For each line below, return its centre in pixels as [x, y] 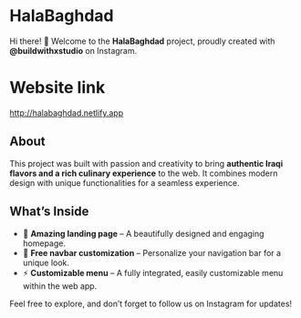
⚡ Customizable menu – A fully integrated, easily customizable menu [153, 272]
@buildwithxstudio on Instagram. [73, 50]
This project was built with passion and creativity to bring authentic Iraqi [146, 163]
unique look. [46, 262]
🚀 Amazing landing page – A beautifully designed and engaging [143, 233]
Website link [57, 88]
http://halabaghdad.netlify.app [67, 113]
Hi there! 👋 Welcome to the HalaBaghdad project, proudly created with [142, 41]
